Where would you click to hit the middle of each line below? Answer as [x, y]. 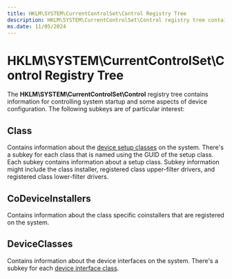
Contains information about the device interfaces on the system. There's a [113, 260]
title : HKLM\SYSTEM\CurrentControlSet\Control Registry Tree [97, 13]
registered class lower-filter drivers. [58, 177]
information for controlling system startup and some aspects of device [107, 102]
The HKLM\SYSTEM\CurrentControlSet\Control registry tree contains [108, 95]
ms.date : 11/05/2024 [37, 26]
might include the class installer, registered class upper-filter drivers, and [111, 169]
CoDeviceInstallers [49, 199]
